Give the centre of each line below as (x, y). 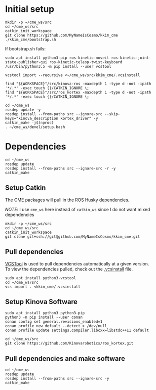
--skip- (112, 114)
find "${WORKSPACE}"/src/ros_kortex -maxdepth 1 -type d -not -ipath (78, 92)
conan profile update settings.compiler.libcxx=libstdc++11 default (77, 330)
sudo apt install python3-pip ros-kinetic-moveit (57, 58)
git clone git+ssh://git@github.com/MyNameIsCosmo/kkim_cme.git (73, 237)
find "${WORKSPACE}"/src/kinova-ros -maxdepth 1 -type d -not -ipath (78, 84)
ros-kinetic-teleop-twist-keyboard (86, 62)
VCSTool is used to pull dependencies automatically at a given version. (77, 263)
